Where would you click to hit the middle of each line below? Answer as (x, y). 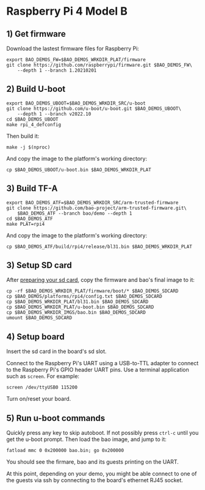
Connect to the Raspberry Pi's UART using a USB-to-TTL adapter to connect (103, 363)
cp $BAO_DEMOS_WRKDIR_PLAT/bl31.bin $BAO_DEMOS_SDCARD (77, 302)
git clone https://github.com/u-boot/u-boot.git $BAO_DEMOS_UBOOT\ (94, 108)
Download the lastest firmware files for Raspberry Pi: (73, 48)
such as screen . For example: (43, 376)
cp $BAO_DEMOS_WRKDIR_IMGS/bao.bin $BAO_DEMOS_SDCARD (76, 313)
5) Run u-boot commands (56, 418)
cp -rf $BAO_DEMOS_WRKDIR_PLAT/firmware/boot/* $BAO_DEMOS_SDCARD (92, 291)
